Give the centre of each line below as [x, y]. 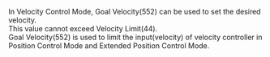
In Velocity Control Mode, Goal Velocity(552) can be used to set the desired [135, 12]
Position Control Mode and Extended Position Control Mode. [109, 46]
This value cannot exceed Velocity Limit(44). [83, 28]
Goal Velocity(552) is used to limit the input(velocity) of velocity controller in [135, 37]
